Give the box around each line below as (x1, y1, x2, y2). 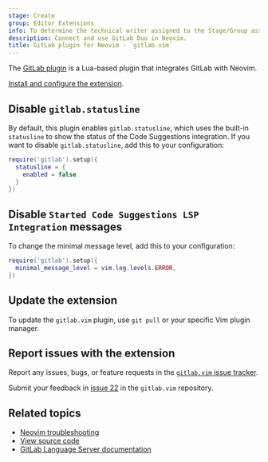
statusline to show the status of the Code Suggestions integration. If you (8, 131, 250, 141)
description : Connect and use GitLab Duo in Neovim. (8, 34, 187, 42)
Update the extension (8, 293, 118, 308)
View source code (19, 436, 80, 446)
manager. (8, 323, 40, 333)
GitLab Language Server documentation (19, 444, 152, 454)
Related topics (8, 406, 81, 420)
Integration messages (8, 220, 123, 233)
